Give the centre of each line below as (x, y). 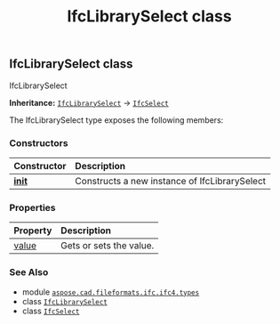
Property (33, 231)
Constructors (39, 142)
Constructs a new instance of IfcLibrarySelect (171, 181)
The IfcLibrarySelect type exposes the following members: (116, 120)
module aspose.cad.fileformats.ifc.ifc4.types (111, 292)
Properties (32, 207)
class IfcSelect (51, 311)
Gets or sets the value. (108, 246)
